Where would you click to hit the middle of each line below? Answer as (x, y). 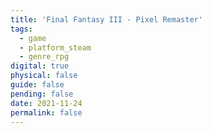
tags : (21, 29)
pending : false (42, 94)
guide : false (37, 85)
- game (33, 38)
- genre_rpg (44, 57)
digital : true (40, 66)
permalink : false (46, 112)
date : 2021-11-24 (46, 103)
